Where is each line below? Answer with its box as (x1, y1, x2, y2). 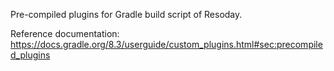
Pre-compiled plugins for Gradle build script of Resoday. (10, 9, 243, 20)
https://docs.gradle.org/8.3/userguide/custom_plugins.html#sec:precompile (10, 39, 323, 50)
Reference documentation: (10, 28, 120, 39)
